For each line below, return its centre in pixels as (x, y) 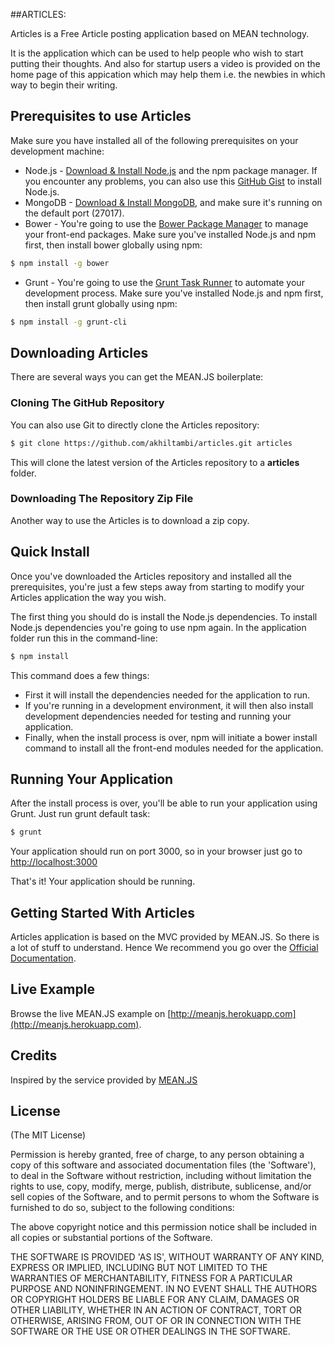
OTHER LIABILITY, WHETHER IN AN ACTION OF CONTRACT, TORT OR (156, 1310)
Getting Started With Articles (102, 912)
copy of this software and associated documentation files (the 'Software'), (163, 1165)
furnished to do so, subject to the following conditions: (122, 1208)
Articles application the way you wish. (88, 597)
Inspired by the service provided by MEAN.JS (104, 1080)
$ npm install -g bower (60, 263)
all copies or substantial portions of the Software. (111, 1238)
